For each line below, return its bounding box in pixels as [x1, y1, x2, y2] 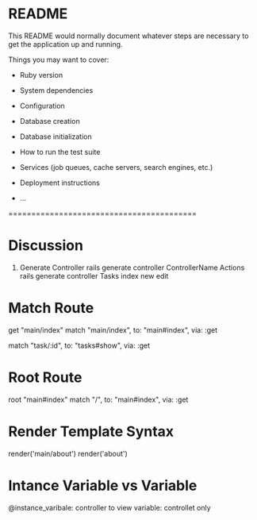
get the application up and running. [8, 39, 123, 48]
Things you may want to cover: [8, 55, 109, 64]
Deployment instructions [19, 178, 101, 187]
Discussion [8, 237, 83, 255]
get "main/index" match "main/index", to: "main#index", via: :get [8, 325, 218, 334]
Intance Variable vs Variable [8, 476, 198, 495]
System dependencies [19, 85, 94, 95]
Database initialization [19, 132, 93, 141]
